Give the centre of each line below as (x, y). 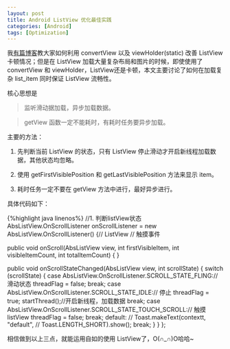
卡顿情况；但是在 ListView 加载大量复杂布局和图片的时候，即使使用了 (105, 62)
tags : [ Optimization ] (38, 33)
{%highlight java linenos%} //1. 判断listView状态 (74, 218)
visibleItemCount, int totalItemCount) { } (64, 255)
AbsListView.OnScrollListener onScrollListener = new (82, 226)
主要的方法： (25, 137)
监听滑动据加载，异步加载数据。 (69, 108)
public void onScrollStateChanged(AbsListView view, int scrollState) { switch (115, 269)
